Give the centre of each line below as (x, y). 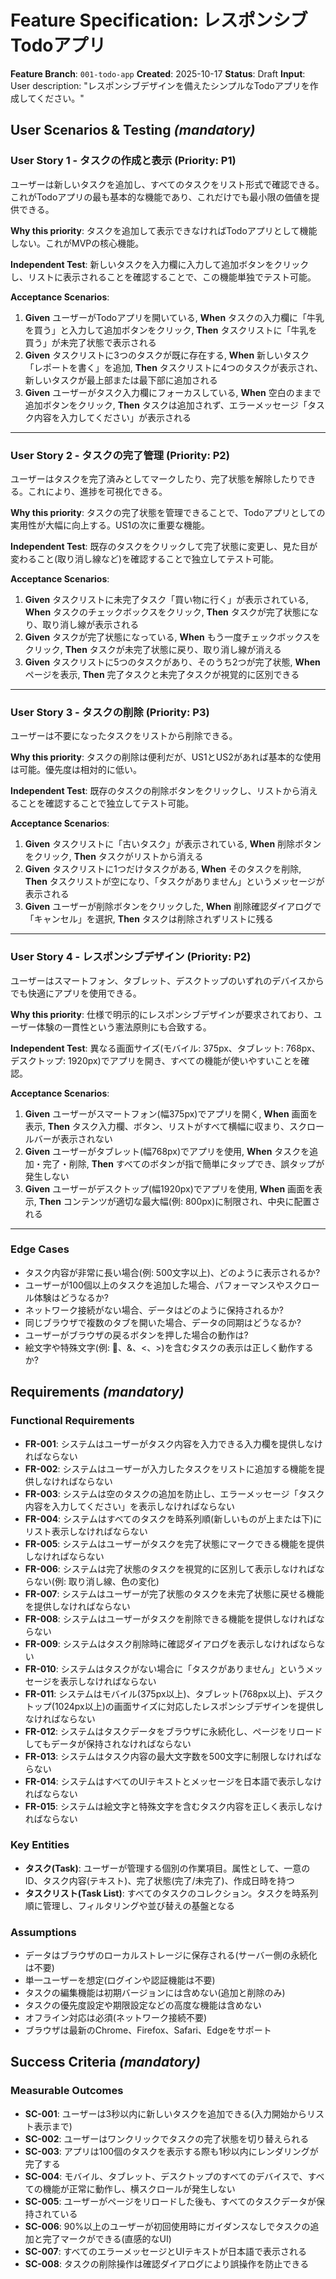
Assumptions (43, 1932)
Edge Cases (40, 1249)
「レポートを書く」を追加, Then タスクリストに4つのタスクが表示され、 (174, 367)
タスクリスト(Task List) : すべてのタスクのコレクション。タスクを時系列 (171, 1893)
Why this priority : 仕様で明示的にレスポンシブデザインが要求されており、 (162, 1014)
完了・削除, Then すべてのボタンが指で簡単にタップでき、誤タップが (183, 1163)
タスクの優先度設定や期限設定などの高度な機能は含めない (143, 2005)
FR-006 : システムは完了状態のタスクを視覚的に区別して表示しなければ (170, 1568)
